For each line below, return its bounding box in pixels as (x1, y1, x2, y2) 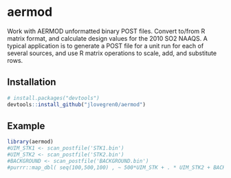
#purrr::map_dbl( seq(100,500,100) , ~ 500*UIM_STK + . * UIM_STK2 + (7, 164, 211, 171)
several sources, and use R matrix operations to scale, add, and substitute (7, 49, 217, 57)
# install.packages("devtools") (7, 95, 100, 101)
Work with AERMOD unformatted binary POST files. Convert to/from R (7, 27, 206, 35)
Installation (7, 77, 56, 88)
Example (7, 120, 45, 132)
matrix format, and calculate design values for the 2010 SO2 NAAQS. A (7, 34, 208, 42)
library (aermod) (7, 139, 54, 146)
